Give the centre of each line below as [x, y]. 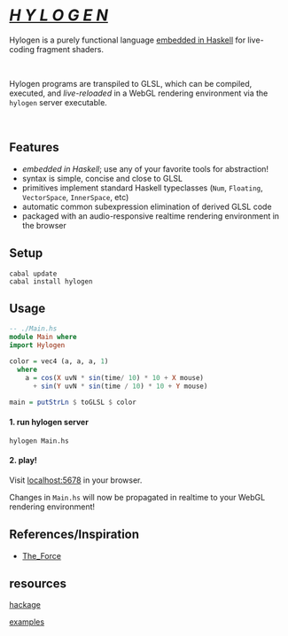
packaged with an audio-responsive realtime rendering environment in [151, 216]
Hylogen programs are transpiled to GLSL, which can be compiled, [131, 83]
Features [34, 147]
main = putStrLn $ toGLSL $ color [73, 402]
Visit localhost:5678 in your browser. [76, 480]
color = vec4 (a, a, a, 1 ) [59, 361]
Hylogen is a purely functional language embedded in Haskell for [128, 40]
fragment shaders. [70, 49]
